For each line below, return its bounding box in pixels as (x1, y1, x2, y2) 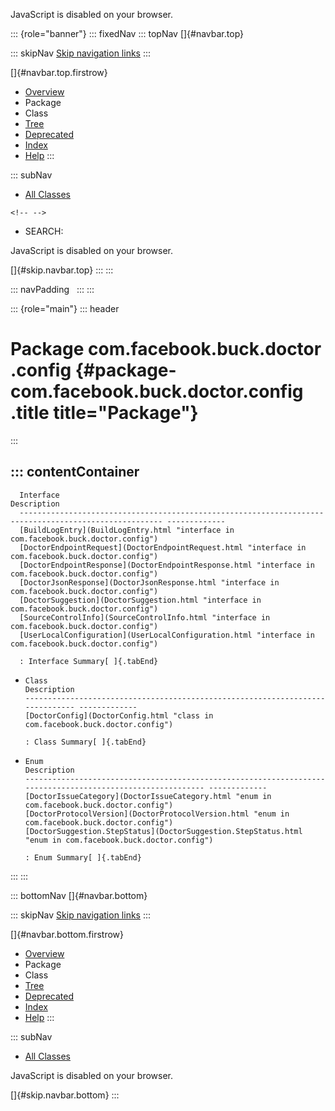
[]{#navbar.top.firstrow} (10, 67, 108, 78)
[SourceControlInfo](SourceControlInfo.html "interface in (19, 612, 271, 623)
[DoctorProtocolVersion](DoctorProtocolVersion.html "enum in (24, 809, 290, 819)
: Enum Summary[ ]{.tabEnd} (24, 852, 142, 863)
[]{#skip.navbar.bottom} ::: (10, 1089, 120, 1101)
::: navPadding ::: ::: (10, 284, 95, 295)
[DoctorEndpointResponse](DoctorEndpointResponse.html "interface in (19, 560, 315, 570)
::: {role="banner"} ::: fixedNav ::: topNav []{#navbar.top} (10, 28, 245, 39)
